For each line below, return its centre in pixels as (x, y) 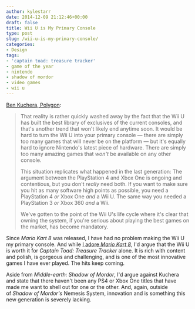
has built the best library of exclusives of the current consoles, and (101, 122)
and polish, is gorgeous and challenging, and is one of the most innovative (96, 257)
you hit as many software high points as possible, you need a (94, 190)
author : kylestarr (28, 11)
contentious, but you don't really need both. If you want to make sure (104, 184)
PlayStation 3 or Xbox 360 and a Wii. (65, 202)
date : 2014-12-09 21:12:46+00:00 (47, 17)
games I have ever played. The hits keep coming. (65, 263)
